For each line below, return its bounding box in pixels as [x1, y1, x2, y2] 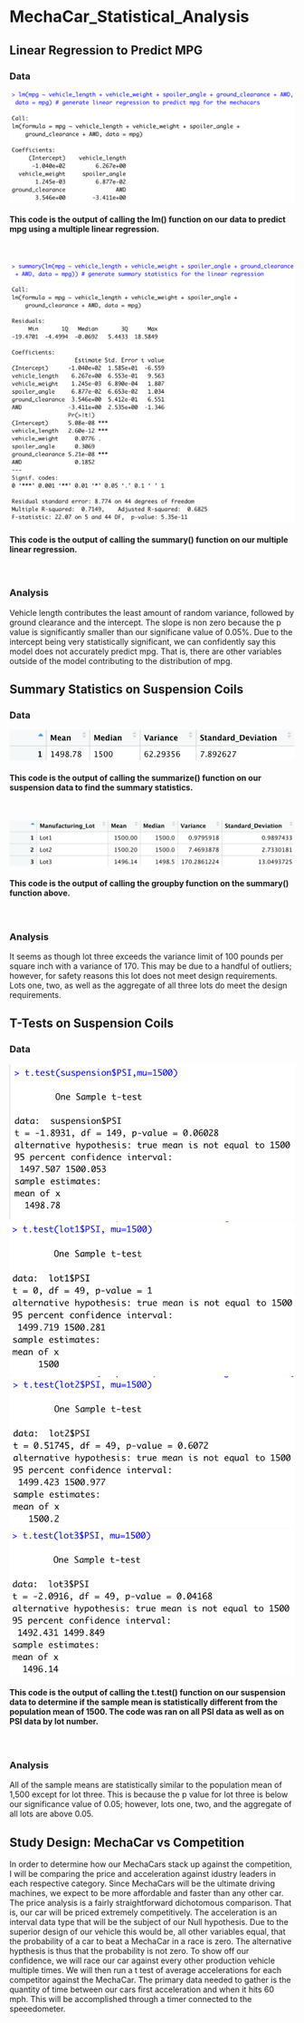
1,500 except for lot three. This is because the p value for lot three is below [9, 1789, 289, 1800]
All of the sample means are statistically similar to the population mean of [9, 1780, 282, 1791]
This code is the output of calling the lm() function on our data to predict [9, 214, 287, 225]
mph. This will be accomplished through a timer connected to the [9, 1993, 252, 2004]
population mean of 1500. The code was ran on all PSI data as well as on [9, 1706, 285, 1717]
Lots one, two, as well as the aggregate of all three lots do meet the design [9, 980, 288, 991]
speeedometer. [9, 2003, 66, 2014]
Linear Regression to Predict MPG [9, 43, 204, 58]
